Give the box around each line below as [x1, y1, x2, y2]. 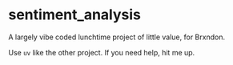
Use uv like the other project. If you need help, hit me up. [8, 47, 195, 57]
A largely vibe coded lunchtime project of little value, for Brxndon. [8, 32, 226, 42]
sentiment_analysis [8, 6, 142, 24]
